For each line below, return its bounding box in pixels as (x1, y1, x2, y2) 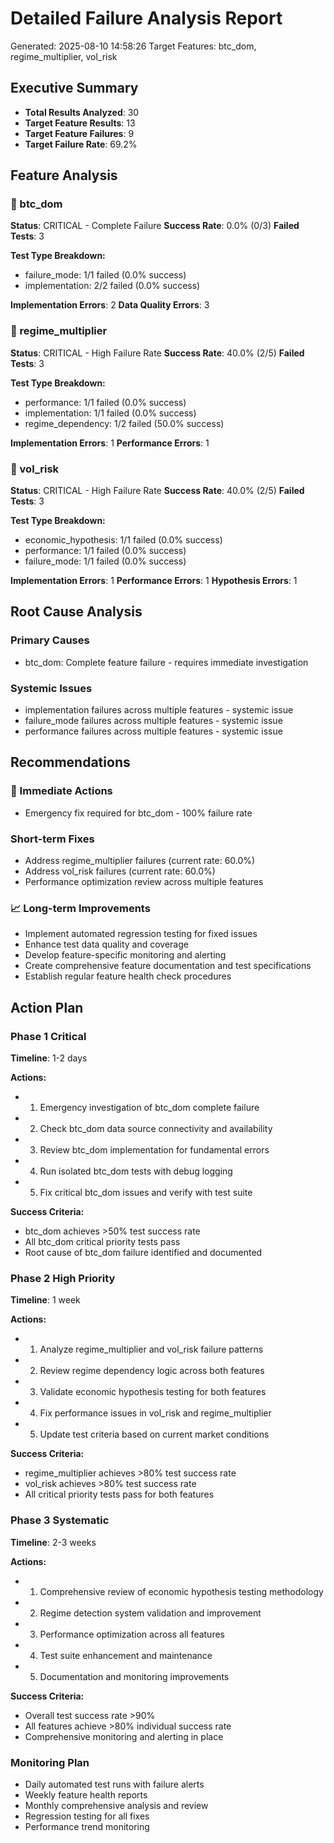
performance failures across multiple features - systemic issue (24, 725, 283, 737)
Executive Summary (10, 80, 139, 97)
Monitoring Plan (10, 1755, 90, 1769)
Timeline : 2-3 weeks (10, 1536, 97, 1548)
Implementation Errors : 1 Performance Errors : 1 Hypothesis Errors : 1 (10, 575, 298, 587)
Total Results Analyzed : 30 (24, 106, 140, 118)
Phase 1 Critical (10, 1029, 87, 1043)
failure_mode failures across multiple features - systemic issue (24, 715, 283, 727)
